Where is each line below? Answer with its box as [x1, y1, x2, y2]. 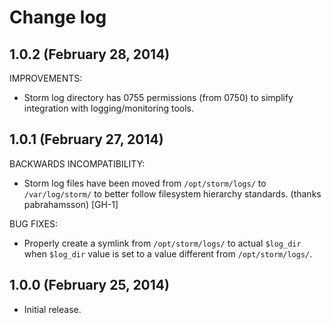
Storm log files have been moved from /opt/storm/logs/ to [23, 177, 267, 189]
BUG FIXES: [9, 217, 58, 230]
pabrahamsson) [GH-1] [23, 198, 119, 210]
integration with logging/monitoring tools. [23, 102, 195, 114]
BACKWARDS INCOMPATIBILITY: [9, 157, 146, 170]
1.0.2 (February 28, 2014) [9, 46, 171, 63]
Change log [9, 6, 107, 29]
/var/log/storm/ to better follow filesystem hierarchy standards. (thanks [23, 187, 322, 200]
